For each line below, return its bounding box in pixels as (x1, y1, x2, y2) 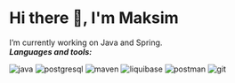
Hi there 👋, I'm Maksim (9, 8, 180, 28)
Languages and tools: (9, 46, 93, 57)
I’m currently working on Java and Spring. (9, 37, 163, 48)
